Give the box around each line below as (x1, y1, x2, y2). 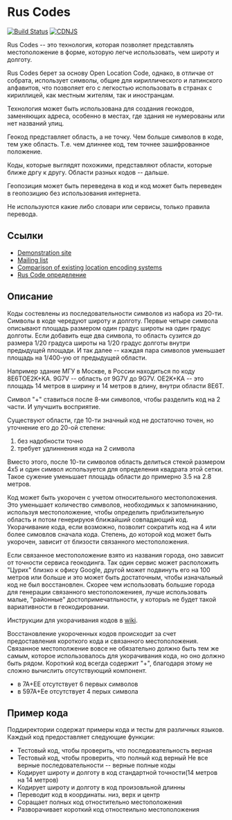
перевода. (7, 210, 38, 218)
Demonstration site (17, 248, 72, 257)
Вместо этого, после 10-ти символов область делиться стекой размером (7, 458, 225, 466)
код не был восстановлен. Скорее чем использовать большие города (7, 580, 215, 589)
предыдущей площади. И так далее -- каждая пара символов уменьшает (7, 346, 226, 354)
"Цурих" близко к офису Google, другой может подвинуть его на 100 (7, 565, 211, 574)
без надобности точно (17, 437, 84, 445)
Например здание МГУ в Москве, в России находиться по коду (7, 367, 195, 375)
